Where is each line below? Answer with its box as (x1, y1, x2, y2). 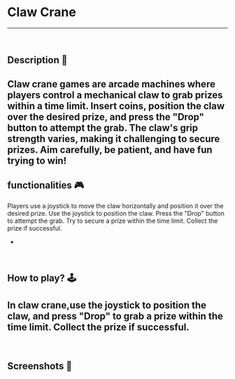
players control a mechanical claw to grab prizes (7, 89, 223, 101)
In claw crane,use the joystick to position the (7, 299, 207, 312)
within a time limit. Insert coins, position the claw (7, 99, 225, 112)
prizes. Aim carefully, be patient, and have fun (7, 144, 213, 156)
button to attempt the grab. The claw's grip (7, 122, 199, 134)
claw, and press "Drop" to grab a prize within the (7, 310, 224, 322)
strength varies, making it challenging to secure (7, 132, 220, 144)
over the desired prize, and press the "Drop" (7, 111, 205, 123)
